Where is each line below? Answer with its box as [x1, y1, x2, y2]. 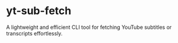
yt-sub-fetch [6, 4, 72, 18]
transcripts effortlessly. [6, 29, 63, 37]
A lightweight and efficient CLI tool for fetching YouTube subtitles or [6, 24, 172, 31]
